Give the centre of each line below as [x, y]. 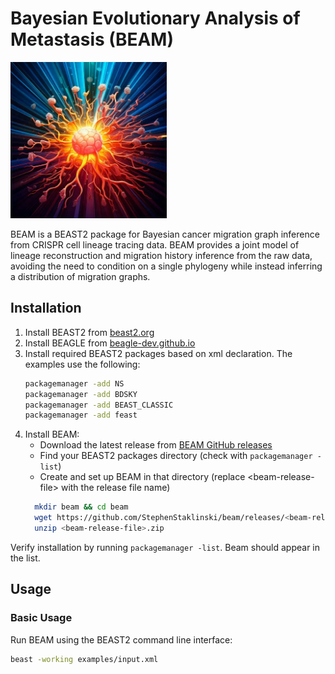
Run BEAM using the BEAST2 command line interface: [121, 639]
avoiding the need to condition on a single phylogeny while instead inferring [166, 266]
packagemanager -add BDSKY [81, 394]
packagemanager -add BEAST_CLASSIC [99, 405]
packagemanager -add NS [74, 383]
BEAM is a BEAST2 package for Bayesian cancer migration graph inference [165, 234]
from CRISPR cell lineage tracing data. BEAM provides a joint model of [155, 244]
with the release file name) [115, 488]
